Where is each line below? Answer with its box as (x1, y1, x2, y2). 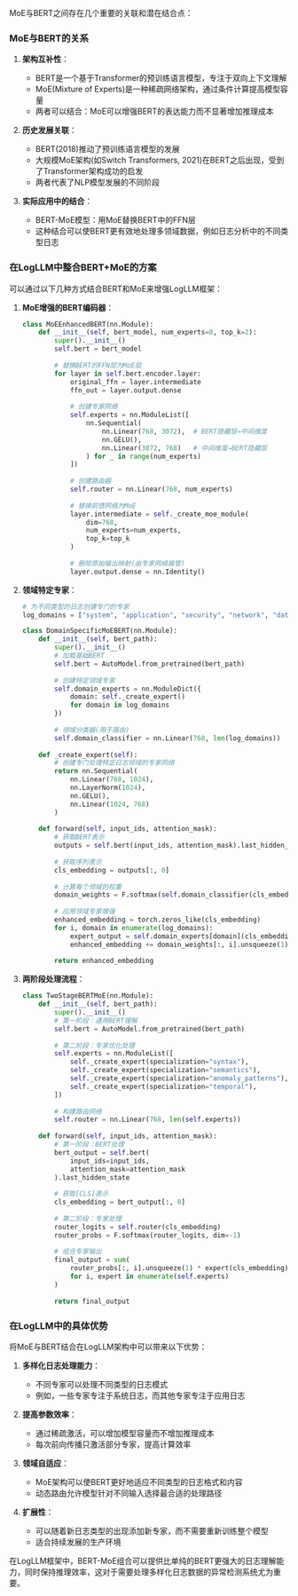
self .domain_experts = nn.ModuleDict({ (54, 684, 201, 693)
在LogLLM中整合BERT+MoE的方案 (9, 261, 157, 273)
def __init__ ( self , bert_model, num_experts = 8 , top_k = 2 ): (38, 328, 257, 337)
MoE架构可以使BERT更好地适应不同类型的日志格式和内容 (35, 1476, 243, 1487)
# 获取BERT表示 (54, 833, 105, 841)
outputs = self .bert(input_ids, (54, 841, 174, 850)
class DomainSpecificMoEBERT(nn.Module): (21, 627, 177, 636)
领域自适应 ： (21, 1458, 69, 1468)
